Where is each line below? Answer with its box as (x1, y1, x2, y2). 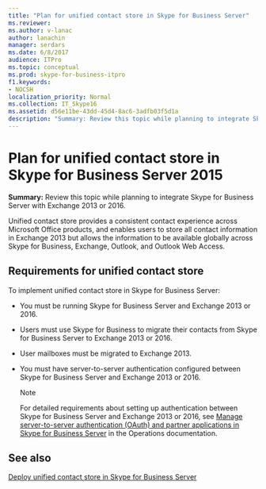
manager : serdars (8, 41, 66, 49)
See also (8, 452, 51, 465)
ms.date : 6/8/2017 (8, 48, 69, 56)
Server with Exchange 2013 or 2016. (8, 200, 126, 210)
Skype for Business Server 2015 (8, 166, 223, 184)
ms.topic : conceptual (8, 64, 80, 71)
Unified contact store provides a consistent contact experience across (8, 216, 237, 225)
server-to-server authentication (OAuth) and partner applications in (19, 420, 240, 429)
